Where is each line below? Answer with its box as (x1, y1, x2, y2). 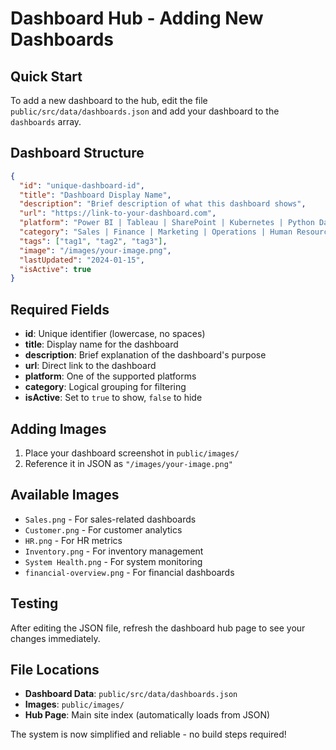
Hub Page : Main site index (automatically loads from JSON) (24, 709, 271, 721)
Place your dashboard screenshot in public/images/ (24, 447, 240, 459)
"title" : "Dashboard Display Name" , (19, 190, 172, 200)
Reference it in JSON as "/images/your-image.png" (24, 457, 233, 469)
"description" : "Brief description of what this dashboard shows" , (19, 199, 307, 209)
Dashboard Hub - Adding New (10, 7, 264, 30)
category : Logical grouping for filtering (24, 381, 187, 393)
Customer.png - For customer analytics (24, 523, 183, 536)
